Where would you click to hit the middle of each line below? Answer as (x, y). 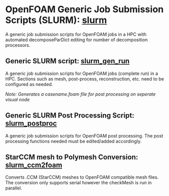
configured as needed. (29, 84)
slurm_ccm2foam (34, 165)
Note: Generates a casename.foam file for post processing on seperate (80, 94)
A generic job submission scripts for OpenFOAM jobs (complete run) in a (82, 73)
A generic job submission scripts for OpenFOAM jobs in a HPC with (76, 34)
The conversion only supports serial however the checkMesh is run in (79, 183)
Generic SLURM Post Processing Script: (70, 116)
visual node (18, 99)
